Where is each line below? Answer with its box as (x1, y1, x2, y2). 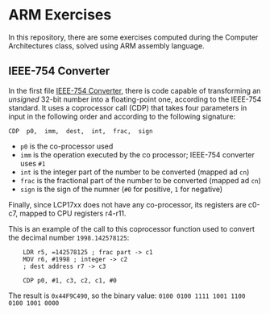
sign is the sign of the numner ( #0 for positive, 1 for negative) (19, 184, 223, 194)
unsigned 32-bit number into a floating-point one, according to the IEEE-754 (8, 94, 262, 104)
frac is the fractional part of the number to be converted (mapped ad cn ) (19, 175, 262, 185)
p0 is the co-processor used (19, 141, 114, 151)
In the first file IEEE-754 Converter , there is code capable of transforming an (8, 86, 261, 95)
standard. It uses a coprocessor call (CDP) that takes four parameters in (8, 103, 247, 112)
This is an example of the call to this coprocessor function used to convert (8, 224, 255, 233)
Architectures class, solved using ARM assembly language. (8, 40, 205, 50)
